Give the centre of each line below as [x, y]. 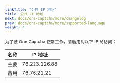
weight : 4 [15, 28]
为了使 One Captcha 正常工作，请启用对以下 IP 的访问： [61, 42]
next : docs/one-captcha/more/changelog [45, 18]
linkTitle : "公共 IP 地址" [31, 9]
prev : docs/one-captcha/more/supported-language [55, 23]
